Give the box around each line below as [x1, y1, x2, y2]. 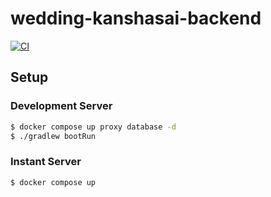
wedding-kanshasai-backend [10, 7, 262, 30]
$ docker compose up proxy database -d [10, 122, 177, 132]
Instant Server [10, 155, 82, 169]
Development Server [10, 99, 113, 113]
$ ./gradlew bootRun [10, 131, 97, 141]
